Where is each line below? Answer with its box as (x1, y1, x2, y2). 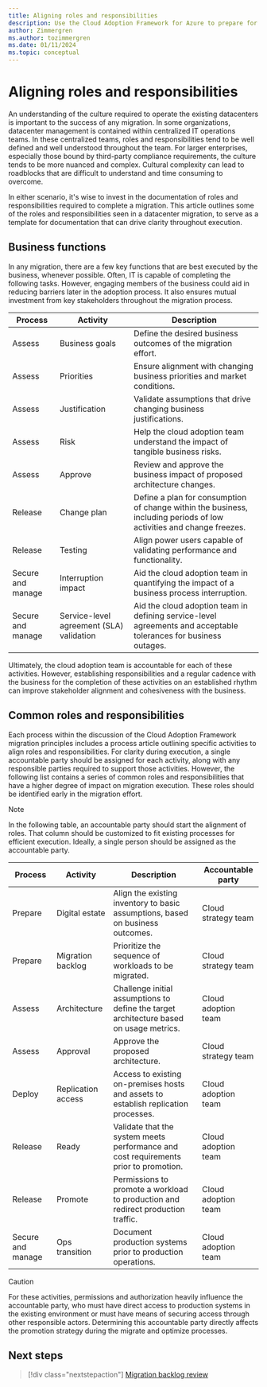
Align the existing (113, 888, 178, 899)
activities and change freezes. (133, 522, 246, 533)
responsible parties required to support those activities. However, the (8, 763, 235, 773)
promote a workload (113, 1183, 188, 1195)
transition (56, 1246, 92, 1257)
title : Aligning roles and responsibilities (8, 11, 158, 20)
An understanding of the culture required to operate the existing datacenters (8, 109, 259, 118)
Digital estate (56, 907, 106, 919)
